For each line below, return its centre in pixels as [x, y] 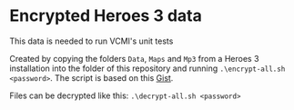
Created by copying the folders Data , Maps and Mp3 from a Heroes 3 [134, 58]
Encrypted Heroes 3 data [106, 16]
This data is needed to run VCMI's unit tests [91, 41]
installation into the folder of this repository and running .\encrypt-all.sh [147, 68]
